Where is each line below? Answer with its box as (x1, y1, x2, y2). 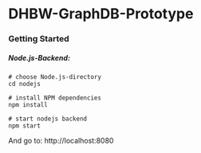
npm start (8, 122, 41, 130)
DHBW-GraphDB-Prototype (8, 5, 194, 23)
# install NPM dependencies (8, 94, 102, 102)
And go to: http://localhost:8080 (8, 136, 114, 146)
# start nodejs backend (8, 115, 88, 124)
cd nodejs (8, 80, 41, 88)
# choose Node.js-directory (8, 73, 102, 81)
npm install (8, 101, 48, 109)
